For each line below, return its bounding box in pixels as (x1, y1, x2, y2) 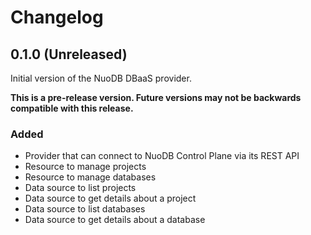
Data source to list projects (24, 182, 137, 194)
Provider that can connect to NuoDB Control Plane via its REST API (24, 150, 300, 162)
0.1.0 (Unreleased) (10, 46, 128, 63)
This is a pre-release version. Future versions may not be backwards (10, 92, 302, 103)
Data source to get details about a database (24, 214, 206, 226)
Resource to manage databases (24, 171, 157, 183)
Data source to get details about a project (24, 192, 197, 205)
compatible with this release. (10, 102, 134, 114)
